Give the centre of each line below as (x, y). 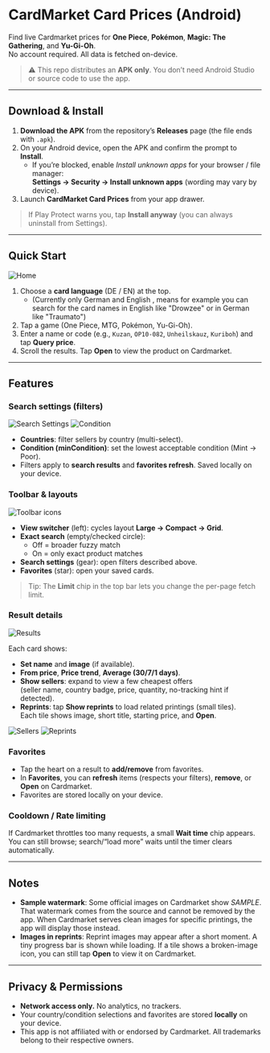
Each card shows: (38, 648)
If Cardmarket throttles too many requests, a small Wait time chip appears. (132, 833)
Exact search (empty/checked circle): (83, 536)
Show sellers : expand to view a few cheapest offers (106, 681)
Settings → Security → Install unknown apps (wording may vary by (144, 182)
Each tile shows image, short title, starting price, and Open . (118, 715)
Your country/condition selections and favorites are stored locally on (134, 1014)
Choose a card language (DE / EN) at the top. (95, 290)
